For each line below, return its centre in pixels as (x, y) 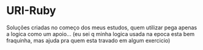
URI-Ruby (31, 11)
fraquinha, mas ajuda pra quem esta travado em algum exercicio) (88, 40)
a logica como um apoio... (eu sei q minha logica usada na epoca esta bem (101, 34)
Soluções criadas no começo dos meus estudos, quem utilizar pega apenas (102, 27)
